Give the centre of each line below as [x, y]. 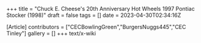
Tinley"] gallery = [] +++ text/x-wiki [51, 33]
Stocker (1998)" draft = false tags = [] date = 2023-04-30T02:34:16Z [94, 15]
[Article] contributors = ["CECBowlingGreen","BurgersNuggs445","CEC [96, 27]
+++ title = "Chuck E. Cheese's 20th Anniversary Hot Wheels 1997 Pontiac [100, 9]
